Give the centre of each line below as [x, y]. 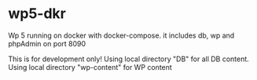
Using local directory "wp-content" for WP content [90, 67]
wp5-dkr [37, 14]
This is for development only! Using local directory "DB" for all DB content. [128, 59]
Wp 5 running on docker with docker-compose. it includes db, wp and [121, 35]
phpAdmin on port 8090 [47, 43]
